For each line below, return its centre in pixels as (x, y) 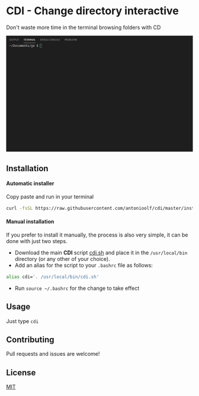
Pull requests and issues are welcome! (53, 354)
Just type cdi (23, 321)
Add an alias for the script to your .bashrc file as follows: (84, 265)
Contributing (30, 339)
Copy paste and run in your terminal (50, 196)
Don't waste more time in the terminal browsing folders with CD (84, 27)
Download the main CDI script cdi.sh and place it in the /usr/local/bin (101, 253)
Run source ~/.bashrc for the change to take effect (77, 288)
